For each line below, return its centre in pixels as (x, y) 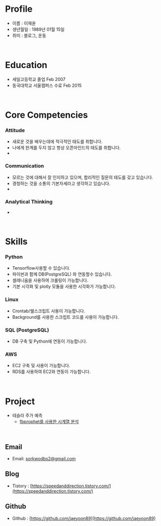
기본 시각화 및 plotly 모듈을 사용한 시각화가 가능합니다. (64, 287)
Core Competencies (46, 115)
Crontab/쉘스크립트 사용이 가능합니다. (49, 311)
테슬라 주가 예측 (27, 416)
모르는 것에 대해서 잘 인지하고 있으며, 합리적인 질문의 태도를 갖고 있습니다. (82, 177)
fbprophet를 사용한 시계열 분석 (49, 422)
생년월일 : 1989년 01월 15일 (38, 29)
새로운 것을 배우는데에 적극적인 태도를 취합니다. (57, 142)
